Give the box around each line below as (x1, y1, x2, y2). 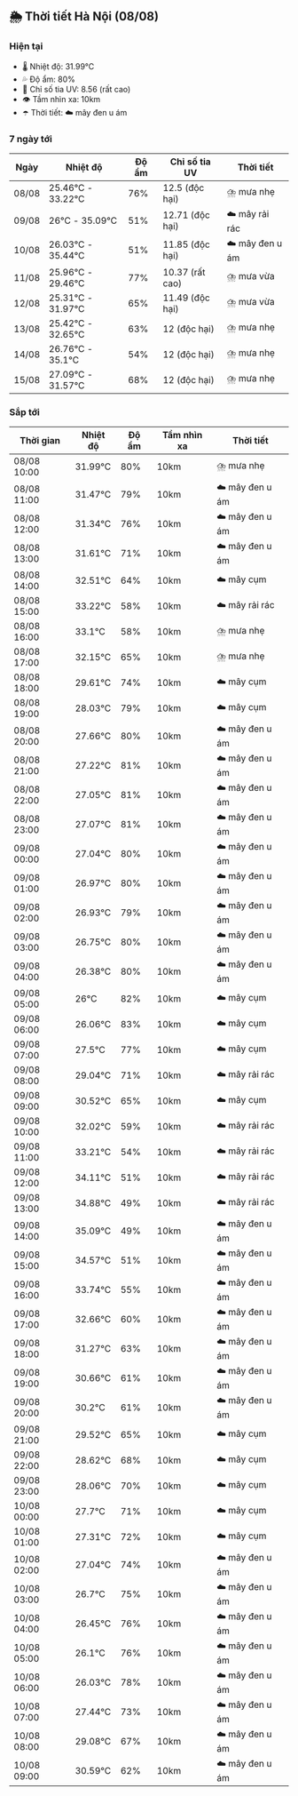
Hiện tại (9, 40, 43, 52)
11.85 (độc (162, 238, 210, 251)
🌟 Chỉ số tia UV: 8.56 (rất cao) (21, 84, 131, 94)
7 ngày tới (9, 132, 53, 145)
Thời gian (19, 435, 60, 447)
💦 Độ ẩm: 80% (21, 74, 75, 84)
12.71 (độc (162, 209, 210, 221)
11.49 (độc (162, 291, 210, 304)
